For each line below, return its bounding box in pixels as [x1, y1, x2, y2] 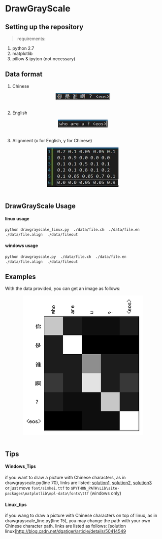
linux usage [5, 215, 30, 221]
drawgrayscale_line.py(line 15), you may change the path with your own [5, 518, 151, 524]
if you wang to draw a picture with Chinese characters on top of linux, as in [5, 512, 158, 519]
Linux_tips [5, 501, 27, 507]
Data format [5, 70, 43, 79]
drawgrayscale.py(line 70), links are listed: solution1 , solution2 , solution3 [5, 480, 152, 486]
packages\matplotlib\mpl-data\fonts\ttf [5, 491, 90, 497]
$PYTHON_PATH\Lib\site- [70, 486, 120, 491]
